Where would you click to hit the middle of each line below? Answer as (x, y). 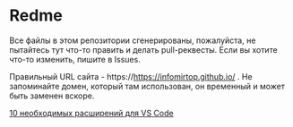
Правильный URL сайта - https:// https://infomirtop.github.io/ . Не (131, 76)
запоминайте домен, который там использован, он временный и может (147, 86)
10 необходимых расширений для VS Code (91, 113)
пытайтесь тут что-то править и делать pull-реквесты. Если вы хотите (143, 49)
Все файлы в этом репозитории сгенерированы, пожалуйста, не (133, 40)
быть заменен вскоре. (52, 96)
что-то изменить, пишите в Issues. (75, 59)
